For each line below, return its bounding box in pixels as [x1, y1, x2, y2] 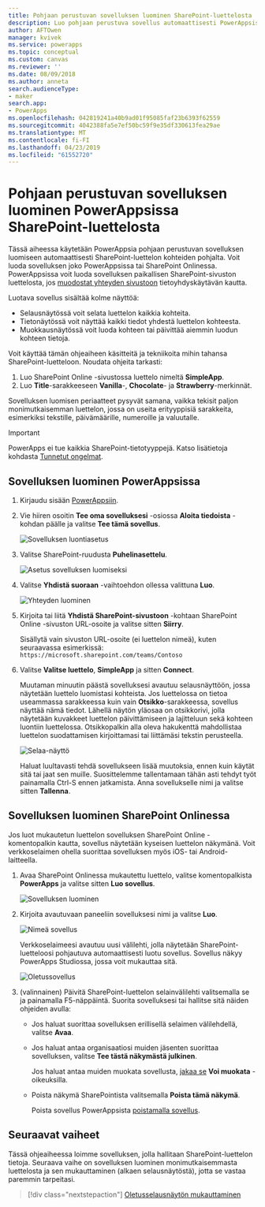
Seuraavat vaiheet [8, 1128, 100, 1142]
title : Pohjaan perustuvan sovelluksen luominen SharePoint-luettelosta [8, 11, 252, 20]
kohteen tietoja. [19, 333, 71, 343]
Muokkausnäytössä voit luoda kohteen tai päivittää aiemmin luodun [19, 325, 238, 335]
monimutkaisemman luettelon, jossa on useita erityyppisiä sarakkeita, [8, 404, 234, 414]
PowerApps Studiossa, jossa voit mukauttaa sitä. [19, 956, 177, 966]
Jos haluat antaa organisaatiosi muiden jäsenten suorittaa [31, 1042, 219, 1052]
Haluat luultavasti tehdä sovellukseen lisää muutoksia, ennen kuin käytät [19, 762, 255, 770]
